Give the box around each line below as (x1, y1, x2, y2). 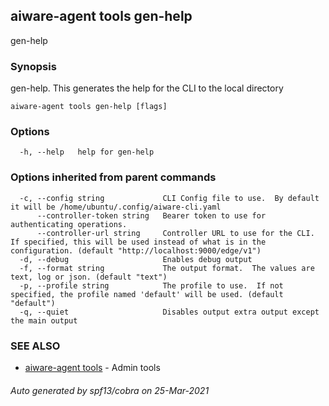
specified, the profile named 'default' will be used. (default (10, 289, 284, 299)
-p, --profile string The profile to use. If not (19, 280, 284, 291)
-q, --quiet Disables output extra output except (19, 307, 320, 317)
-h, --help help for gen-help (19, 147, 155, 158)
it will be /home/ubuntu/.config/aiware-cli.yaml (10, 202, 222, 212)
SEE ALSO (10, 339, 61, 353)
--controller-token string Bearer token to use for (36, 210, 267, 221)
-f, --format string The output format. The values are (19, 263, 315, 273)
